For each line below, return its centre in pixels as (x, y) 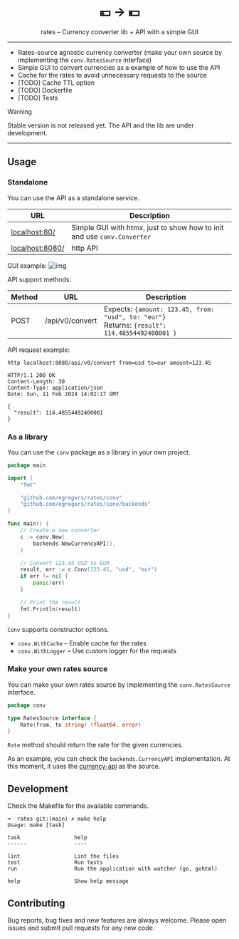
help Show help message (68, 881)
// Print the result (51, 602)
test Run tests (55, 863)
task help (47, 838)
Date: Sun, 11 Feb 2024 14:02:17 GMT (63, 394)
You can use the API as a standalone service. (74, 198)
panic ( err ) (49, 583)
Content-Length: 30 (36, 381)
